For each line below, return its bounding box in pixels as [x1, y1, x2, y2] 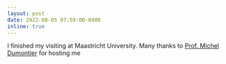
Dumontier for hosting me [7, 49, 81, 57]
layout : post [7, 10, 45, 17]
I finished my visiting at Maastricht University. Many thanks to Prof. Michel [7, 42, 219, 50]
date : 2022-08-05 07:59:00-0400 [7, 17, 101, 23]
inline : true [7, 23, 45, 30]
